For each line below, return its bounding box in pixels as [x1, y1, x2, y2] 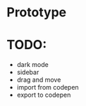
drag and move [16, 75, 61, 84]
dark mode [16, 60, 49, 69]
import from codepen [16, 83, 79, 92]
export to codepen [16, 90, 71, 100]
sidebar [16, 68, 39, 77]
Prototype [6, 4, 67, 21]
